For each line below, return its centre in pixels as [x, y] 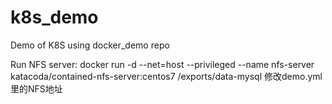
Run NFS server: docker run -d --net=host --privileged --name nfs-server [162, 64]
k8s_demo [54, 17]
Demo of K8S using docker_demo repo [90, 45]
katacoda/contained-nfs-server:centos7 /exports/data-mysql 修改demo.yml [166, 76]
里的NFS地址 [36, 88]
